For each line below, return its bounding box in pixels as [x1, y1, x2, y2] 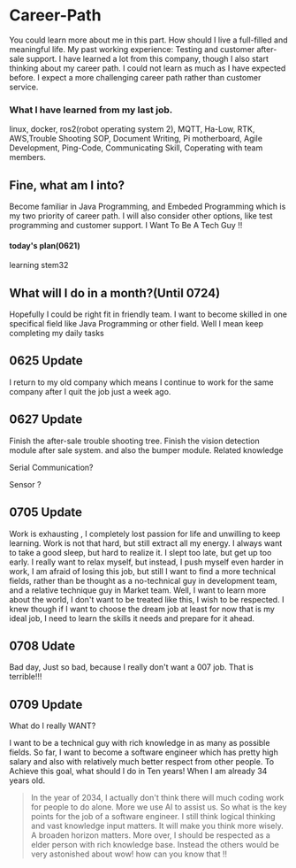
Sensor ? [9, 479, 42, 489]
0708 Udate [9, 638, 76, 653]
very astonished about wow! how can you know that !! [30, 849, 228, 859]
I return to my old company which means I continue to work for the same [9, 377, 274, 388]
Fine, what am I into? [9, 178, 125, 193]
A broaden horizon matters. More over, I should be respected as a [30, 830, 271, 841]
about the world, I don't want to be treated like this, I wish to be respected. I [9, 594, 285, 604]
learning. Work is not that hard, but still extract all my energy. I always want [9, 537, 283, 549]
